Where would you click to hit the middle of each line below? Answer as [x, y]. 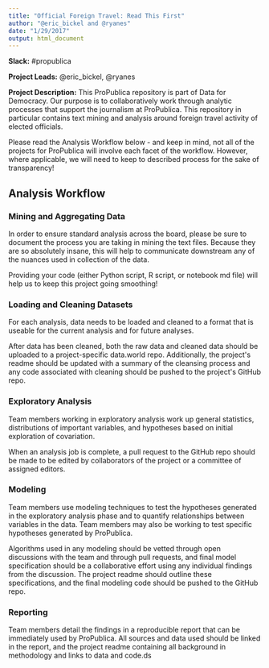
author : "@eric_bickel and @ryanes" [69, 23]
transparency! [31, 168]
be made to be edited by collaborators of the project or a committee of [125, 460]
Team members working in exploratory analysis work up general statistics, [131, 419]
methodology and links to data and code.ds [80, 656]
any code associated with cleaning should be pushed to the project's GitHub [135, 372]
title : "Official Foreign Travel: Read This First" [96, 16]
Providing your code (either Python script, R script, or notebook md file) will [133, 275]
